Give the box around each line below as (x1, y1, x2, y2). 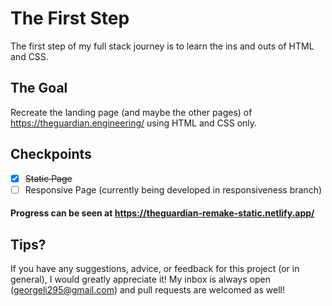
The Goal (10, 80, 68, 97)
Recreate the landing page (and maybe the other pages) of (10, 106, 253, 118)
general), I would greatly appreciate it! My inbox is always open (10, 273, 271, 286)
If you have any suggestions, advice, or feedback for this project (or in (10, 263, 300, 275)
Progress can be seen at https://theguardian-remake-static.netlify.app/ (10, 207, 315, 219)
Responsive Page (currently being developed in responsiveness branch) (24, 183, 323, 196)
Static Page (24, 172, 73, 184)
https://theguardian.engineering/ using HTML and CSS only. (10, 117, 258, 129)
